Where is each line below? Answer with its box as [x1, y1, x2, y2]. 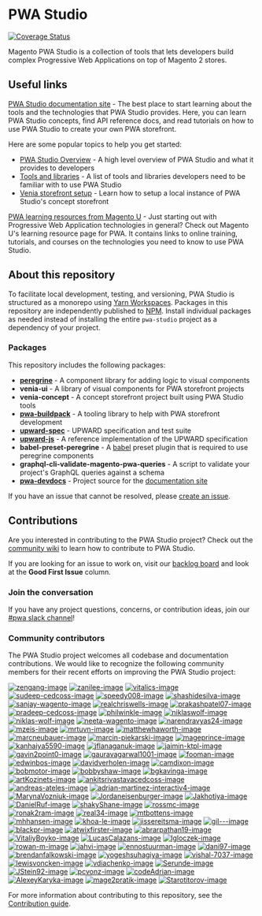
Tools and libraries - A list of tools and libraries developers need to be [19, 171, 246, 181]
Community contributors [8, 632, 105, 643]
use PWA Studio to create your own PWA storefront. [8, 124, 177, 133]
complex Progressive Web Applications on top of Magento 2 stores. [8, 55, 227, 65]
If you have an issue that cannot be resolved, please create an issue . [8, 491, 231, 501]
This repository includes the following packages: [8, 360, 166, 370]
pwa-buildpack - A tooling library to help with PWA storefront [19, 408, 220, 419]
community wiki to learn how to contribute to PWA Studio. [8, 543, 195, 553]
